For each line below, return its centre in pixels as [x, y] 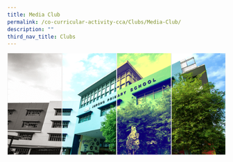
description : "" [31, 29]
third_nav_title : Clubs [42, 37]
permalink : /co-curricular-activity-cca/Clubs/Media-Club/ [94, 22]
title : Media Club [34, 15]
